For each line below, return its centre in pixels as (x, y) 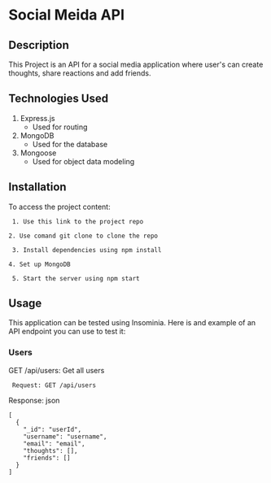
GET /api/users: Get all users (57, 370)
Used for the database (70, 144)
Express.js (37, 118)
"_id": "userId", (52, 429)
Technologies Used (58, 99)
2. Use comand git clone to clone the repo (83, 236)
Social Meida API (66, 15)
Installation (37, 187)
